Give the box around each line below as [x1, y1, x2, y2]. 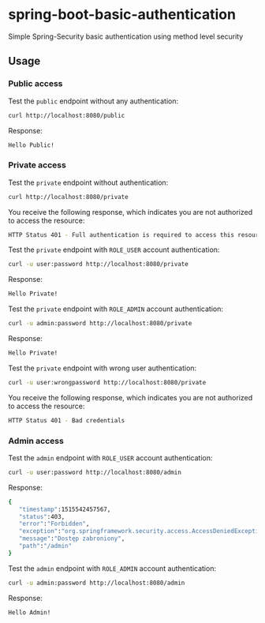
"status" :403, [18, 512, 65, 520]
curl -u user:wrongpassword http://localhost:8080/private [8, 378, 207, 386]
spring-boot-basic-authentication [8, 6, 237, 24]
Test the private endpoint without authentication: [8, 178, 169, 187]
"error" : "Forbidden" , [18, 520, 90, 528]
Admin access [8, 435, 65, 446]
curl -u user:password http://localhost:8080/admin [8, 468, 181, 476]
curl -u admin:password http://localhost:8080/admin [8, 579, 185, 587]
